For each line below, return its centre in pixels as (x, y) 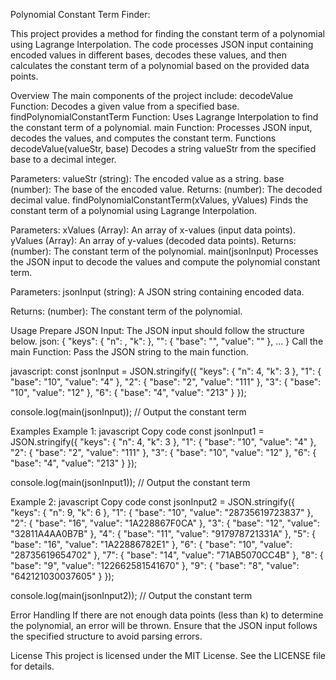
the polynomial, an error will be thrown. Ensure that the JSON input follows (164, 625)
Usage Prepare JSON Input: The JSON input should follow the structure (157, 330)
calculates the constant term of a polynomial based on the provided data (160, 65)
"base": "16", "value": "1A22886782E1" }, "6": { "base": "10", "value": (151, 544)
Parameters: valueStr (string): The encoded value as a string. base (147, 178)
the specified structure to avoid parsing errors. (106, 636)
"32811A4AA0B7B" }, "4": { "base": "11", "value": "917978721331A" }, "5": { (163, 533)
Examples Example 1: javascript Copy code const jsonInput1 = (137, 431)
